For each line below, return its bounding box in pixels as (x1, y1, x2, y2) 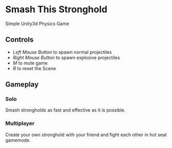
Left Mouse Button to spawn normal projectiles (12, 49, 112, 55)
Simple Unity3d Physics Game (5, 20, 69, 27)
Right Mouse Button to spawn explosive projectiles (12, 54, 120, 60)
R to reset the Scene (12, 65, 56, 71)
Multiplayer (5, 120, 35, 127)
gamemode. (5, 137, 31, 143)
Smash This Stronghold (5, 4, 108, 15)
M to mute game (12, 60, 48, 66)
